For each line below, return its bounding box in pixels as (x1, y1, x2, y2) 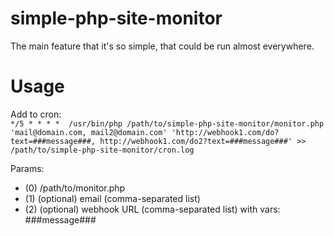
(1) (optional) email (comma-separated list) (24, 192, 201, 204)
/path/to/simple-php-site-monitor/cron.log (10, 145, 195, 155)
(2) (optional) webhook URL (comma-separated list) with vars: (24, 203, 281, 215)
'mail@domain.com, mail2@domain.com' (10, 127, 168, 137)
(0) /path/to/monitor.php (24, 182, 126, 194)
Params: (10, 162, 45, 174)
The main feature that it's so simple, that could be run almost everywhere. (10, 40, 315, 52)
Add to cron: (10, 108, 62, 120)
